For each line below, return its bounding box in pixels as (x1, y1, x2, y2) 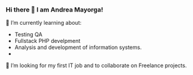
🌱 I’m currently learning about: (5, 19, 82, 27)
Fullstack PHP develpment (14, 37, 80, 45)
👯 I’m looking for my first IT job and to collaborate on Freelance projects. (5, 62, 187, 69)
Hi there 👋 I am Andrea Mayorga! (5, 5, 104, 14)
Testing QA (14, 31, 43, 38)
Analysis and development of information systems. (14, 44, 142, 51)
